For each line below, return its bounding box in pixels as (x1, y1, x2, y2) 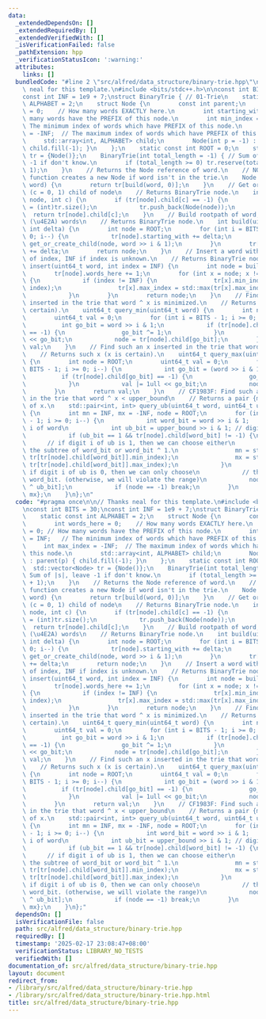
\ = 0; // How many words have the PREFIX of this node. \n (22, 528, 222, 536)
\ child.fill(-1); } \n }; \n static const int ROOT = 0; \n (22, 144, 239, 152)
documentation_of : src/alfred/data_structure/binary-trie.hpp (8, 962, 218, 970)
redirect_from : (8, 976, 59, 985)
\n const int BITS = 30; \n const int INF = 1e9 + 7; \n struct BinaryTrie (22, 505, 260, 513)
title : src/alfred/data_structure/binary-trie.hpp (8, 999, 179, 1007)
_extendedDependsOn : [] (15, 19, 93, 27)
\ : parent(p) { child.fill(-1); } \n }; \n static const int (22, 556, 246, 565)
